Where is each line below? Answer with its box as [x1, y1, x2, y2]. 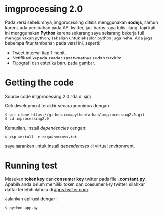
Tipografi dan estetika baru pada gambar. [12, 60, 96, 66]
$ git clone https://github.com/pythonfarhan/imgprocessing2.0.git [5, 112, 145, 117]
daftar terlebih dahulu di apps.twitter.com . [5, 186, 89, 192]
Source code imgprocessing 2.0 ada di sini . [5, 93, 92, 99]
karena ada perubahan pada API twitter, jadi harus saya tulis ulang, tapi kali [5, 24, 156, 30]
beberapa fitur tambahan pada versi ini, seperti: [5, 40, 101, 46]
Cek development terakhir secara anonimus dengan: [5, 102, 110, 108]
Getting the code [5, 77, 74, 88]
